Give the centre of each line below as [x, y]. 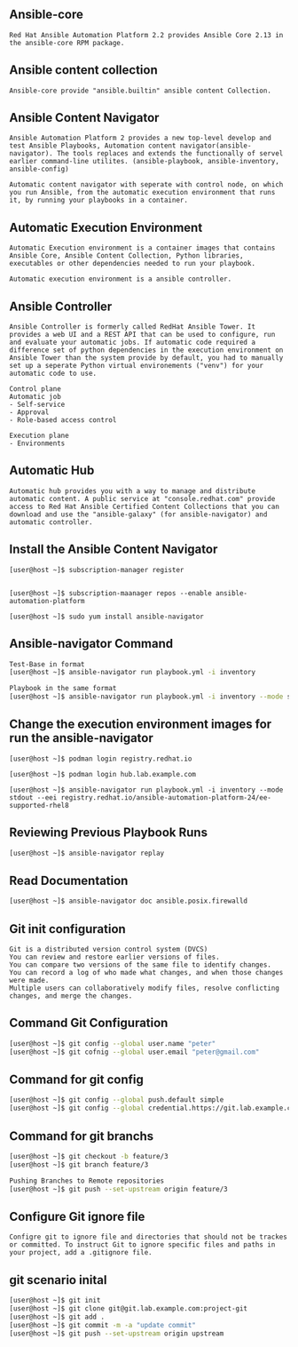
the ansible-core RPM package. [67, 43]
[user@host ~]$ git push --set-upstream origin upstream [117, 1333]
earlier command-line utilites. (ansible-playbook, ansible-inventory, [144, 162]
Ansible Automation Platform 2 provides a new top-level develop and [141, 138]
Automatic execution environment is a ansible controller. [121, 279]
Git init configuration [67, 929]
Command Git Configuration [89, 1023]
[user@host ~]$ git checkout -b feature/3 [89, 1156]
